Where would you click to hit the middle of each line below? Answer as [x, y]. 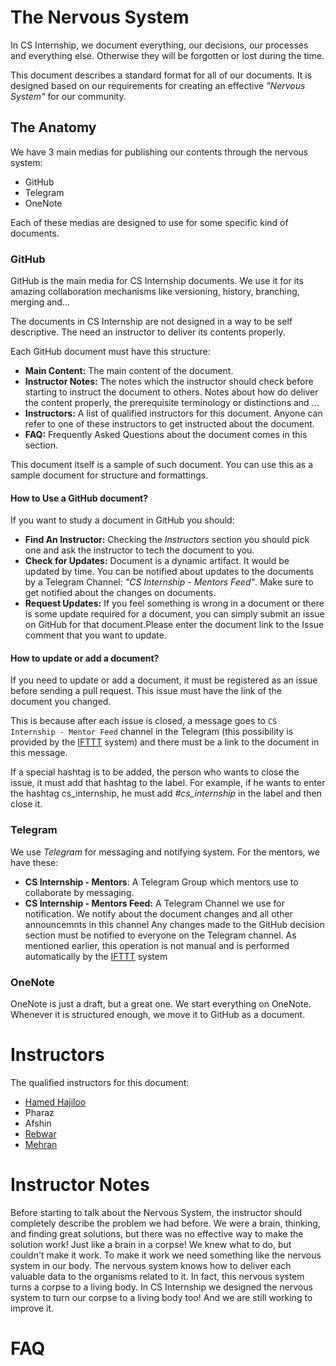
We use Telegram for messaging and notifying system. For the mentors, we [165, 852]
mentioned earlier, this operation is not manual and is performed [157, 945]
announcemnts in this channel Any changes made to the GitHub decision [174, 924]
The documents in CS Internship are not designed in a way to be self [151, 322]
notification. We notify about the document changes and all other [158, 913]
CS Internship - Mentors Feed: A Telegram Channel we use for [155, 903]
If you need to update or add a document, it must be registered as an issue [164, 680]
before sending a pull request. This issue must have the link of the [146, 691]
